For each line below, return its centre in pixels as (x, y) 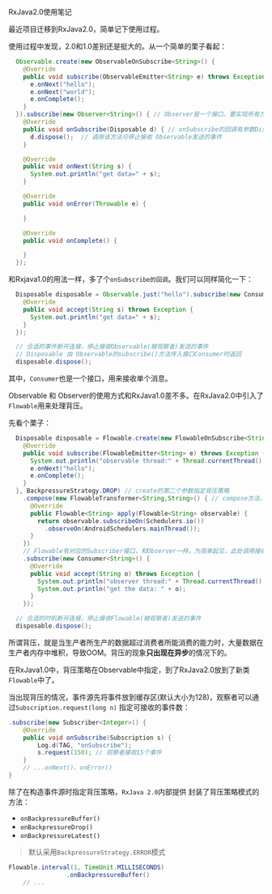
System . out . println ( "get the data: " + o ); (112, 589)
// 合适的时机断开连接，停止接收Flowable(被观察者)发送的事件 (108, 619)
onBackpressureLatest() (60, 836)
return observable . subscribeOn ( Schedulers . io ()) (121, 521)
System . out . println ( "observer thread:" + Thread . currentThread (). (152, 581)
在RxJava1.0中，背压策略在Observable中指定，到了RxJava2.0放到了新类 (129, 670)
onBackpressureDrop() (56, 827)
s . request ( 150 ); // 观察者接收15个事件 (100, 753)
